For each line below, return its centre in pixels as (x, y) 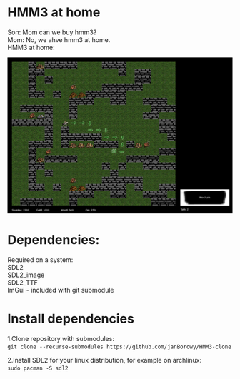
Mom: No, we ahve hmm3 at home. (59, 39)
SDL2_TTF (22, 282)
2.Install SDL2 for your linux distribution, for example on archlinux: (105, 360)
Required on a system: (40, 259)
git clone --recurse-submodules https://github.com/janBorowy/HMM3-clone (120, 347)
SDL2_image (26, 275)
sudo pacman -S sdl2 (38, 368)
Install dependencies (71, 319)
